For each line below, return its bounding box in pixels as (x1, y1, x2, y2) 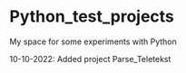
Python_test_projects (9, 6, 175, 27)
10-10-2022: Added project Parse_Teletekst (9, 53, 171, 64)
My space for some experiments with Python (9, 36, 177, 47)
